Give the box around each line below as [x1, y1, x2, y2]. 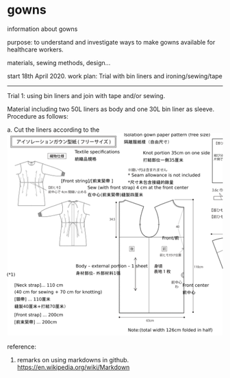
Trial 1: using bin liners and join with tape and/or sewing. [7, 91, 166, 99]
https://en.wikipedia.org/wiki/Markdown [16, 363, 130, 372]
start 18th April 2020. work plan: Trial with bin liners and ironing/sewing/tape [7, 71, 222, 80]
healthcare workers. [7, 45, 64, 54]
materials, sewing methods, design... [7, 58, 111, 67]
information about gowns [7, 25, 78, 33]
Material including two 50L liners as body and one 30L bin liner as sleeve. [7, 105, 215, 113]
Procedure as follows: [7, 112, 68, 120]
